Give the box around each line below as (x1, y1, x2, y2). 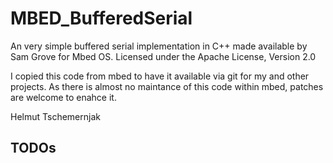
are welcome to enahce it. (10, 91, 117, 103)
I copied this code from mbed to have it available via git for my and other (10, 70, 310, 82)
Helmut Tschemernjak (10, 110, 101, 122)
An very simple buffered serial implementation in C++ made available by (10, 40, 308, 52)
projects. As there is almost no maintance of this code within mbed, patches (10, 80, 324, 92)
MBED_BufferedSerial (10, 7, 193, 30)
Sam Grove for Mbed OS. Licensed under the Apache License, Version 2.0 (10, 50, 317, 62)
